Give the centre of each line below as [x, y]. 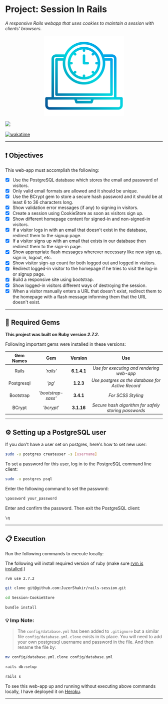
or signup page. [29, 274]
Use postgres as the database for [126, 380]
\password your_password [31, 498]
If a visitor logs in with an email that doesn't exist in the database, [80, 230]
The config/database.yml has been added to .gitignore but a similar [88, 631]
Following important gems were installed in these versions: [65, 344]
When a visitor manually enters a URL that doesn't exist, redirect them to [87, 291]
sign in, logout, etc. [32, 258]
